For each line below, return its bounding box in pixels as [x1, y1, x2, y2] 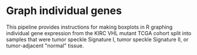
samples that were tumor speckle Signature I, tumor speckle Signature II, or [6, 36, 189, 43]
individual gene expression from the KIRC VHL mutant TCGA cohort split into [6, 29, 192, 36]
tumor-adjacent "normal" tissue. [6, 42, 84, 49]
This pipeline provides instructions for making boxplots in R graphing [6, 23, 173, 30]
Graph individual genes [6, 4, 122, 18]
